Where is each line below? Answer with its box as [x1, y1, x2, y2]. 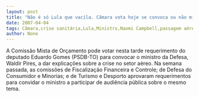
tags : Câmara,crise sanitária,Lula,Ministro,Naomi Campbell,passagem [6, 25, 182, 32]
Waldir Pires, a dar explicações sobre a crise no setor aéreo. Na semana [6, 60, 182, 67]
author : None [6, 31, 38, 37]
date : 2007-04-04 [6, 20, 49, 26]
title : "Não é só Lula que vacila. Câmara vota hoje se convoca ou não [6, 14, 187, 20]
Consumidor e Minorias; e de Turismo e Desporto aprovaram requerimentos [6, 73, 191, 80]
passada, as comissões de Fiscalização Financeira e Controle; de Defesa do [6, 66, 192, 73]
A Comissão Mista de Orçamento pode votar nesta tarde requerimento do [6, 47, 185, 54]
